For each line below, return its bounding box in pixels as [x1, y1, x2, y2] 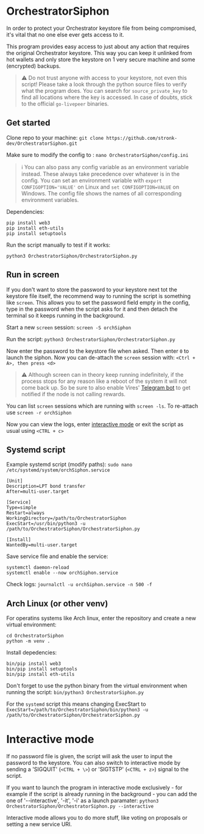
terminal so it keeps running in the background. [6, 311, 125, 319]
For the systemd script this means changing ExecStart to [6, 700, 146, 708]
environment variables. [21, 196, 79, 203]
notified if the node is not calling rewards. [21, 390, 126, 397]
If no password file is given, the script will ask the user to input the [6, 753, 173, 760]
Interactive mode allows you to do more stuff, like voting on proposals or [6, 814, 188, 822]
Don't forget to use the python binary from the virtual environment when [6, 682, 188, 689]
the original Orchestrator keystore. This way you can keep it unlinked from [6, 49, 192, 56]
